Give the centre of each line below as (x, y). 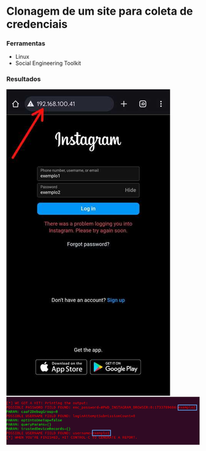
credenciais (37, 24)
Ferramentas (26, 44)
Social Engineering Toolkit (48, 63)
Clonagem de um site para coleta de (100, 11)
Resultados (24, 79)
